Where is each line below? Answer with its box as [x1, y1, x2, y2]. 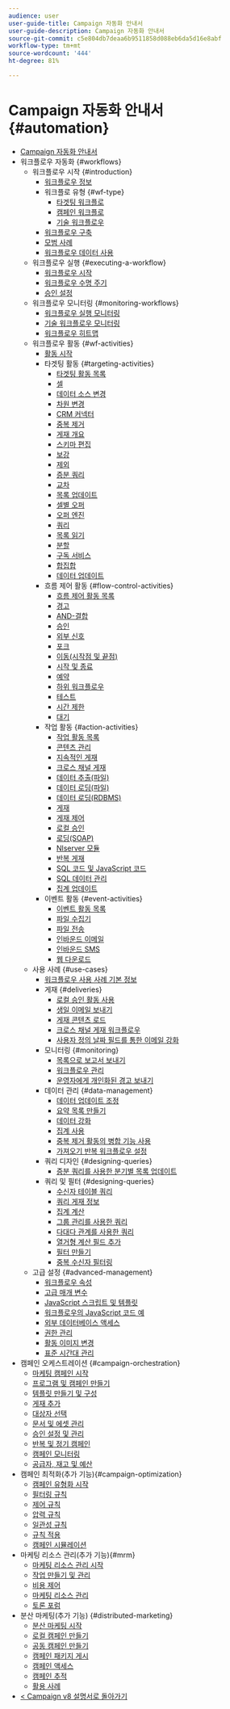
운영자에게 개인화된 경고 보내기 [56, 1075, 154, 1085]
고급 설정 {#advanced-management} [31, 1267, 153, 1277]
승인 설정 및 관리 [31, 1429, 85, 1438]
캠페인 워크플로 [56, 207, 105, 216]
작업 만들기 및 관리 [31, 1570, 91, 1580]
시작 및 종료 [56, 661, 94, 671]
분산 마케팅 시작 [31, 1620, 82, 1630]
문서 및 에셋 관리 [31, 1418, 85, 1428]
